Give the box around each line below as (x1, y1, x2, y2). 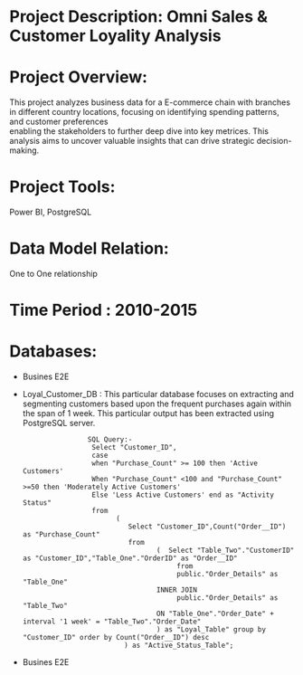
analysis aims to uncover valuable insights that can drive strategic (9, 136, 255, 147)
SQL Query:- (87, 435, 133, 444)
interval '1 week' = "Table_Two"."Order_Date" (22, 617, 202, 626)
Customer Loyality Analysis (9, 25, 222, 46)
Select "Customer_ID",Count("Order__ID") (128, 522, 287, 531)
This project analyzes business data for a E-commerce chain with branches (9, 97, 291, 108)
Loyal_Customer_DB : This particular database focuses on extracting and (22, 389, 294, 400)
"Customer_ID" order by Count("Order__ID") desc (22, 633, 210, 642)
